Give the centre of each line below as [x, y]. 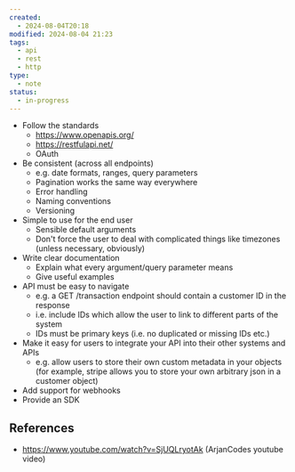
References [42, 428]
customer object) [67, 381]
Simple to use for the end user [77, 220]
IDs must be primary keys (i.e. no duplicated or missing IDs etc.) [152, 334]
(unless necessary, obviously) [90, 248]
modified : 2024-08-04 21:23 [61, 34]
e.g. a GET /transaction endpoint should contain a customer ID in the [161, 296]
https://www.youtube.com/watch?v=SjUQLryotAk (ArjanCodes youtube [153, 450]
